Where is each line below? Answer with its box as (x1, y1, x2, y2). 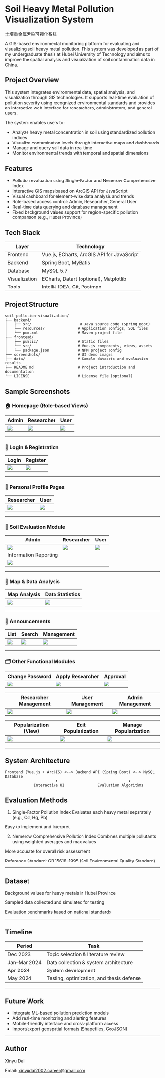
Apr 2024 (7, 967, 30, 973)
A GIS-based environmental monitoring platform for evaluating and (5, 40, 140, 46)
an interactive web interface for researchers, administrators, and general (5, 105, 152, 110)
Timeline (5, 928, 33, 936)
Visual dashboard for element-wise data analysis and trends (12, 193, 134, 199)
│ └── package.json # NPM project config (5, 348, 122, 353)
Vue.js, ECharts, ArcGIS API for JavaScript (41, 252, 139, 258)
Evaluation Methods (5, 796, 68, 804)
